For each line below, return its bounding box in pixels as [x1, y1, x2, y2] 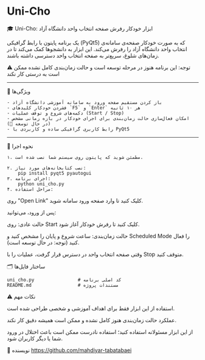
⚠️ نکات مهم [7, 292, 36, 300]
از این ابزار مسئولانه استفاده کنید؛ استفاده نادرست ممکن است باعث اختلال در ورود [7, 328, 193, 336]
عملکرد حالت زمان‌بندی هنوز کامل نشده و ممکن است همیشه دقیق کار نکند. [7, 316, 177, 323]
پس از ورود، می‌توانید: [7, 208, 57, 216]
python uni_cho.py [18, 181, 64, 187]
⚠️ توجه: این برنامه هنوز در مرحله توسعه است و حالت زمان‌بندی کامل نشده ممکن [7, 63, 191, 71]
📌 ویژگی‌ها [7, 87, 31, 95]
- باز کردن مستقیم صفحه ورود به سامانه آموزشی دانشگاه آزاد [7, 99, 163, 105]
